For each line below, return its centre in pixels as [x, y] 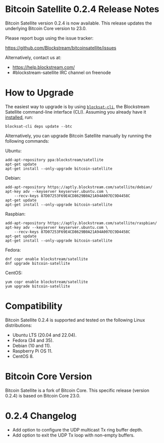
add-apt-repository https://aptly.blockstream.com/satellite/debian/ [79, 187]
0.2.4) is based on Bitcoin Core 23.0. [43, 395]
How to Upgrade [39, 93]
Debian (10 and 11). [32, 345]
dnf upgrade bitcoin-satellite [38, 263]
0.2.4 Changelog [41, 416]
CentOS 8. [23, 356]
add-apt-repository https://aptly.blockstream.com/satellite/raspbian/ [81, 223]
